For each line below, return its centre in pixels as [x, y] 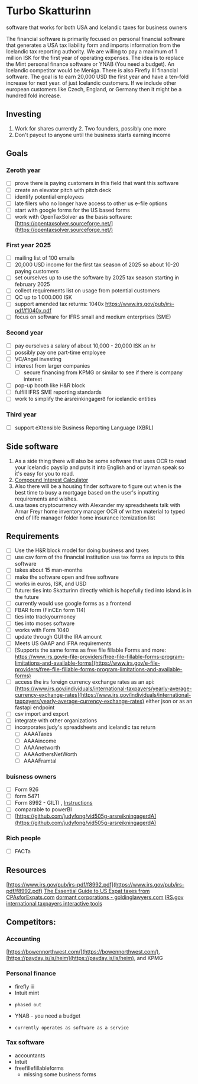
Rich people [24, 838]
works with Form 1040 [42, 630]
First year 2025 [29, 245]
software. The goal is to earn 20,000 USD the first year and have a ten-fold [98, 76]
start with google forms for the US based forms [72, 210]
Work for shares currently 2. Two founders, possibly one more [90, 128]
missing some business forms [60, 1074]
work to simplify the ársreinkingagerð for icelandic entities [85, 399]
